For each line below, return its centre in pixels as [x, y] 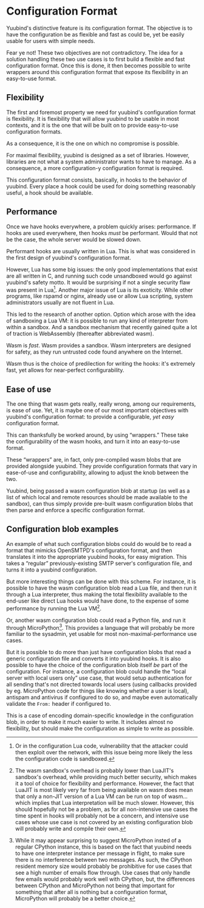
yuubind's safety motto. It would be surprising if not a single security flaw [98, 282]
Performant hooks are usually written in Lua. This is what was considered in [101, 251]
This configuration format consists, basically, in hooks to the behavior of [97, 180]
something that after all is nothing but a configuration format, [91, 892]
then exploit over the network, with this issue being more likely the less [104, 753]
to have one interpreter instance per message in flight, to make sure [100, 853]
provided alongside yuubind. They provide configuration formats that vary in [102, 466]
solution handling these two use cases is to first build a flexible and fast [96, 59]
